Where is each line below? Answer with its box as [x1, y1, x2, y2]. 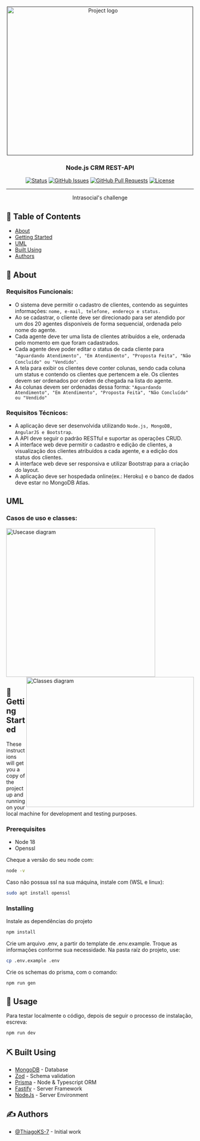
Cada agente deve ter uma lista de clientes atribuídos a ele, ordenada [14, 333, 186, 340]
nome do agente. [14, 326, 57, 333]
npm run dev [6, 1030, 36, 1036]
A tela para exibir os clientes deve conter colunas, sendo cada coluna [14, 364, 186, 371]
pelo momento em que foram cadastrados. [14, 339, 120, 346]
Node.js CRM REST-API [65, 163, 135, 171]
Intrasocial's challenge [72, 194, 128, 201]
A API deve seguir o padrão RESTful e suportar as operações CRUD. [14, 435, 183, 442]
